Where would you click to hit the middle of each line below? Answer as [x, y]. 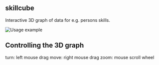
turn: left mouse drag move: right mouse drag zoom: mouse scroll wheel [80, 57]
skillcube [20, 8]
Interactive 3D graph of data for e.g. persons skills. [58, 20]
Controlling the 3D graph [45, 45]
